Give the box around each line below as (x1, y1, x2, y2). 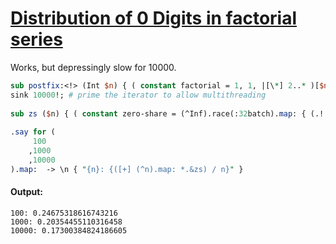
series (10, 28, 63, 51)
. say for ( (10, 127, 56, 137)
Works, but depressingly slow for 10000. (10, 61, 177, 73)
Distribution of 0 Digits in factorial (10, 7, 298, 30)
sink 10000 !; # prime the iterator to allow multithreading (10, 90, 267, 100)
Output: (10, 186, 43, 198)
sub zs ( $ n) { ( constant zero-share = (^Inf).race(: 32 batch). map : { (10, 108, 307, 119)
